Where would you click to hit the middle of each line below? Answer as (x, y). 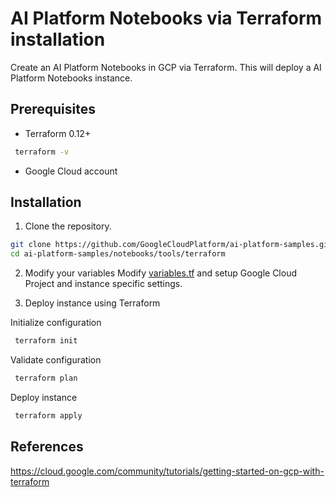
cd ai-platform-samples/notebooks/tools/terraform (118, 254)
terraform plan (46, 378)
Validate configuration (56, 360)
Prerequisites (53, 109)
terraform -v (42, 152)
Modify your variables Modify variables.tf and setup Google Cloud (161, 273)
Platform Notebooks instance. (71, 78)
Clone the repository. (68, 226)
